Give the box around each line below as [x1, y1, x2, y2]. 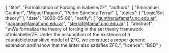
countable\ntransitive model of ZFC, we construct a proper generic [5, 37, 146, 43]
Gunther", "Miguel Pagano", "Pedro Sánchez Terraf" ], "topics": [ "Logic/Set [5, 10, 164, 16]
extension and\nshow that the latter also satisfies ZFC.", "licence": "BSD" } [5, 42, 161, 48]
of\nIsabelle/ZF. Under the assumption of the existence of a [5, 32, 131, 37]
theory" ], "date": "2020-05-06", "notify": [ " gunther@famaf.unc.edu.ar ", [5, 15, 158, 21]
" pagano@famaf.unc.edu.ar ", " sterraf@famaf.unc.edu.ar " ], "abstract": [5, 20, 154, 26]
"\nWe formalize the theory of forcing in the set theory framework [5, 26, 143, 32]
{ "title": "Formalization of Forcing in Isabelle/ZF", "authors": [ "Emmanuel [5, 5, 159, 10]
